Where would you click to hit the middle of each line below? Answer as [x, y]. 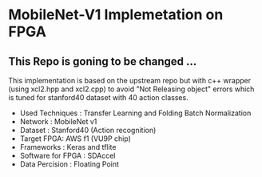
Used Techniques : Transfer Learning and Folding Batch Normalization [135, 113]
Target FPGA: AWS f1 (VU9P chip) [75, 139]
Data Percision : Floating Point [69, 164]
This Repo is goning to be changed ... [103, 61]
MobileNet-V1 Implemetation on [116, 15]
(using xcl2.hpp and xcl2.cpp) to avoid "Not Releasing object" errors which [131, 89]
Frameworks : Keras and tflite [68, 147]
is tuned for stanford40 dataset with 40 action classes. [99, 97]
